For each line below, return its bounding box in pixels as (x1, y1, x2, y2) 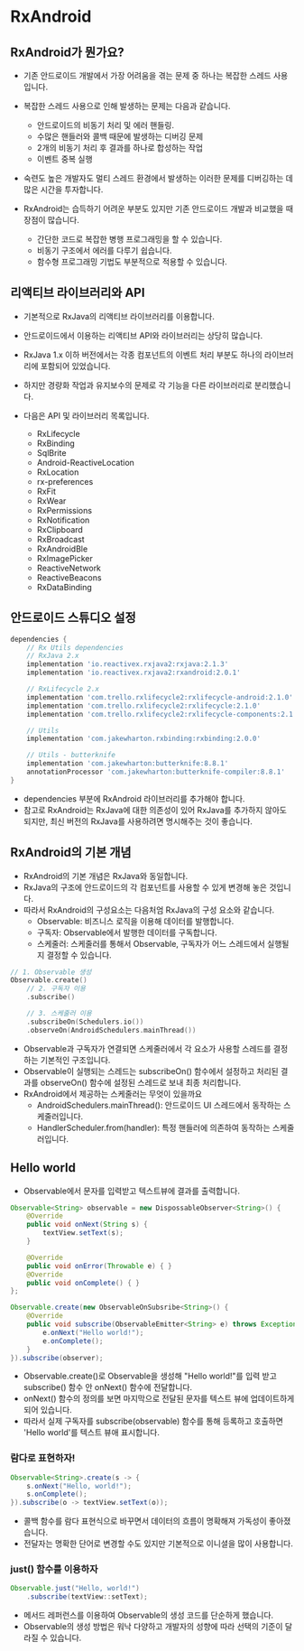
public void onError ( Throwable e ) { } (26, 1261, 172, 1270)
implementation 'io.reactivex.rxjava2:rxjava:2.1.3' (26, 660, 229, 669)
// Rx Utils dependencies (26, 643, 124, 652)
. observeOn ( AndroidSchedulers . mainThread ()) (26, 1025, 197, 1034)
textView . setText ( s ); (42, 1229, 124, 1238)
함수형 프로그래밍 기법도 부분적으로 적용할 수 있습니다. (36, 256, 228, 267)
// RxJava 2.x (26, 652, 79, 661)
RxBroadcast (36, 533, 85, 544)
